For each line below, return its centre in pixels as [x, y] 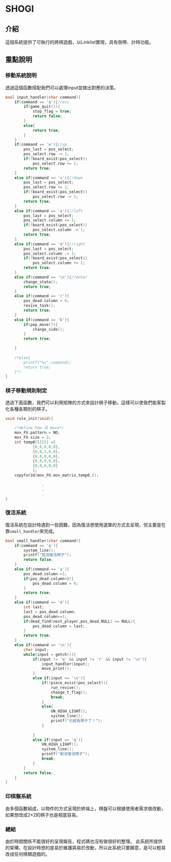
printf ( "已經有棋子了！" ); [77, 721]
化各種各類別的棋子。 [27, 409]
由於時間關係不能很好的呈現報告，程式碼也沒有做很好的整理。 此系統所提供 [84, 841]
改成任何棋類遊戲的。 [27, 854]
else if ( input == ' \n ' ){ [59, 678]
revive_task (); [40, 306]
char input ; [36, 650]
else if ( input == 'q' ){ [58, 740]
